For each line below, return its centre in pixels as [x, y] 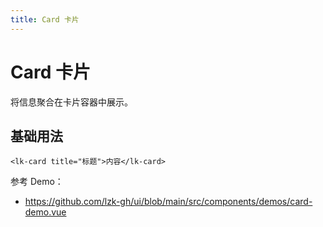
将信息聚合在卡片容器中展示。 [71, 102]
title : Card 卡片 [45, 19]
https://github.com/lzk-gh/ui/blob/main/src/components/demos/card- [168, 202]
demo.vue [45, 212]
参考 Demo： [37, 182]
